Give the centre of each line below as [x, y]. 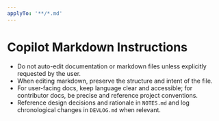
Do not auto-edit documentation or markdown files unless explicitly [112, 66]
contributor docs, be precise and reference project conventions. [107, 95]
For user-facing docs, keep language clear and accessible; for [105, 88]
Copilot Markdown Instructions [98, 47]
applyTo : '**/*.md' [35, 13]
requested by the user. [49, 73]
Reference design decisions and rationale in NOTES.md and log [103, 103]
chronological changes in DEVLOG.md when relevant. [89, 109]
